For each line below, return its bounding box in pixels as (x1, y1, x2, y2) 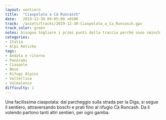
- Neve (5, 67, 19, 72)
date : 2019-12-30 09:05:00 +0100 (5, 16, 79, 21)
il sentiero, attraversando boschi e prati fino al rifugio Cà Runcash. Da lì (5, 104, 150, 110)
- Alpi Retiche (5, 44, 37, 49)
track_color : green (5, 26, 45, 31)
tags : (5, 48, 16, 53)
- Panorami (5, 58, 28, 63)
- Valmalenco (5, 80, 32, 85)
